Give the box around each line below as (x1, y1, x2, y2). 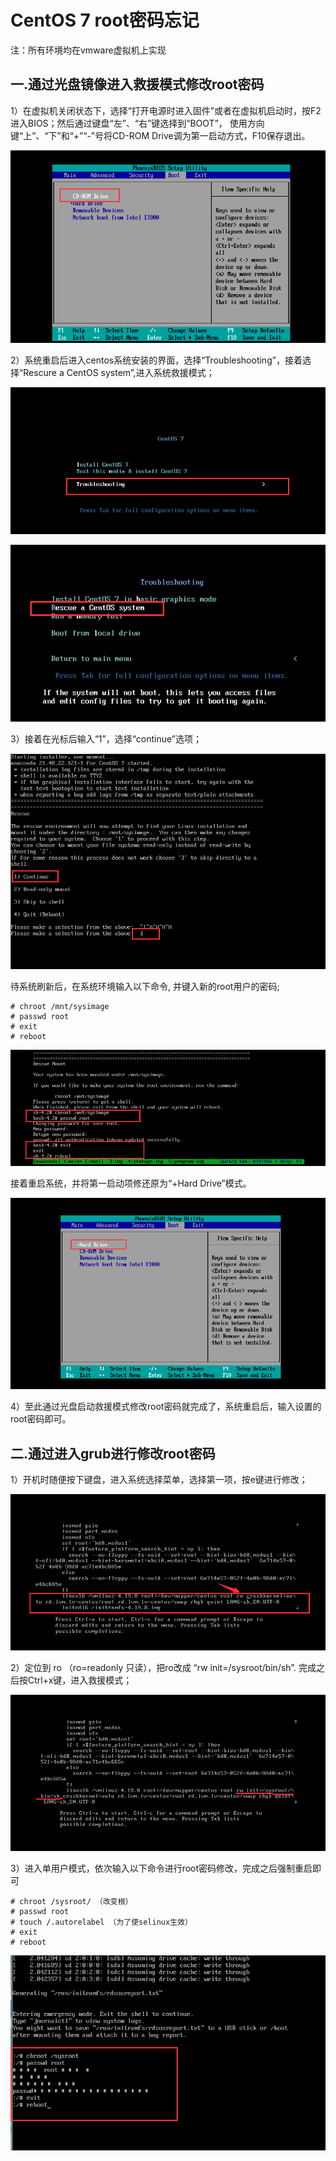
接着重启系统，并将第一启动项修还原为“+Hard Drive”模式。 (10, 1177, 252, 1189)
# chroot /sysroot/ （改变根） (10, 1897, 133, 1907)
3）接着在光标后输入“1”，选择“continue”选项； (10, 732, 203, 745)
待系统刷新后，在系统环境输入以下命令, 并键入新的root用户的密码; (10, 980, 280, 992)
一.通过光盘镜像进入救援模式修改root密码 (10, 76, 265, 93)
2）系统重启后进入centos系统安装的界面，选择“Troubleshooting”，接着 (10, 354, 303, 366)
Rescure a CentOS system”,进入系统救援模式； (23, 366, 215, 378)
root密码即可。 (10, 1413, 72, 1425)
